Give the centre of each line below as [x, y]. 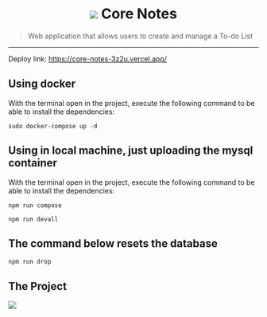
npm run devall [33, 219]
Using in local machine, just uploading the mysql [131, 151]
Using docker [42, 84]
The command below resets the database [113, 243]
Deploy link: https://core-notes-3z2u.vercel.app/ [88, 59]
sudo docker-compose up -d [53, 126]
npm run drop [30, 262]
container [33, 163]
